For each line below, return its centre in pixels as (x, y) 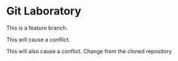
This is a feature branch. (37, 28)
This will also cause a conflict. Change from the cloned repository (89, 51)
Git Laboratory (44, 11)
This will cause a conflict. (38, 39)
